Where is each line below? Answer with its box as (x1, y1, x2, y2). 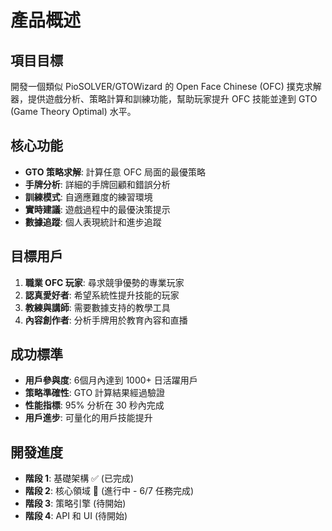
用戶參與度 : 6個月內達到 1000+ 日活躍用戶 (24, 374, 198, 386)
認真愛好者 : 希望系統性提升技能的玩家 (24, 289, 180, 301)
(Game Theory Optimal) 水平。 (10, 106, 137, 117)
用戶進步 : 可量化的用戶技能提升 (24, 412, 153, 424)
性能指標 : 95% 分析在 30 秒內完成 (24, 399, 165, 411)
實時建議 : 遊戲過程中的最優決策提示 (24, 203, 171, 215)
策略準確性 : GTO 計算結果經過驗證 (24, 387, 166, 399)
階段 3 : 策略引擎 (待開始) (24, 497, 127, 510)
